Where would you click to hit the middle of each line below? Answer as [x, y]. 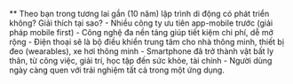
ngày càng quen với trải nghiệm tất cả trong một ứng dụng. [117, 70]
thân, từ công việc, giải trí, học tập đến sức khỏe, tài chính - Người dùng [141, 61]
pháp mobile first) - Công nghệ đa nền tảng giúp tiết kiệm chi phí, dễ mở [141, 32]
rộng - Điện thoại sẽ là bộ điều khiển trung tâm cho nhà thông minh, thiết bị [147, 42]
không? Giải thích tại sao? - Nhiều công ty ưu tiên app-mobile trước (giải [141, 23]
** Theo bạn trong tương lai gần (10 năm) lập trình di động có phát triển [139, 14]
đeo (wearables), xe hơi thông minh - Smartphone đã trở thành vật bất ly [142, 51]
